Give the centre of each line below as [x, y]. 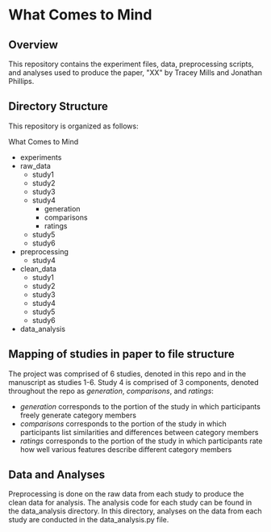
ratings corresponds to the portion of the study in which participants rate [141, 441]
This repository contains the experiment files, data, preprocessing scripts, [131, 64]
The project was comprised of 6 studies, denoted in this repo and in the [127, 374]
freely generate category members [78, 415]
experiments [41, 157]
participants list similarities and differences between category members [139, 432]
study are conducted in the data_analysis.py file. [89, 520]
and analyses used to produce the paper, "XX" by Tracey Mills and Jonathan [135, 73]
